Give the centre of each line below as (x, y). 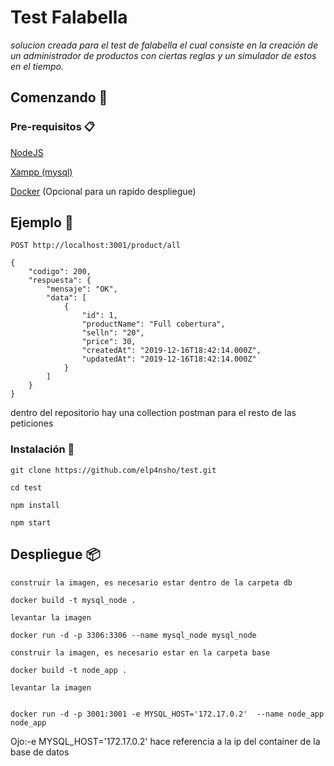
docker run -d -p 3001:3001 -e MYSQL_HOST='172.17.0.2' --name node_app (167, 714)
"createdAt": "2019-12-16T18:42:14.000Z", (171, 351)
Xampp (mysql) (41, 172)
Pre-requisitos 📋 (52, 127)
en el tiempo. (37, 66)
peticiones (32, 423)
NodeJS (27, 152)
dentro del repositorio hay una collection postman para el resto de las (153, 413)
